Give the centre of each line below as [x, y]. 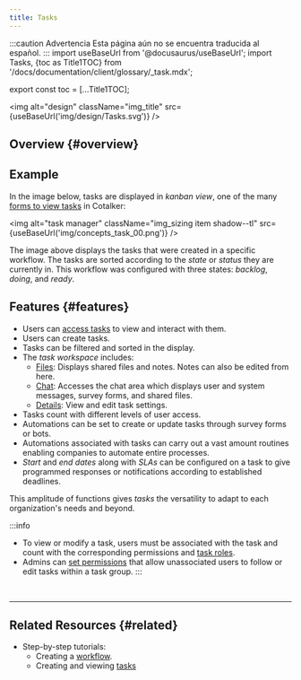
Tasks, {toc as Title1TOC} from [66, 62]
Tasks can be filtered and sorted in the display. [108, 347]
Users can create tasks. [66, 338]
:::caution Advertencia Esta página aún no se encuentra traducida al [134, 43]
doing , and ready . [42, 278]
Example [34, 174]
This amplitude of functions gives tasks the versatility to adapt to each [139, 498]
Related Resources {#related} [94, 626]
